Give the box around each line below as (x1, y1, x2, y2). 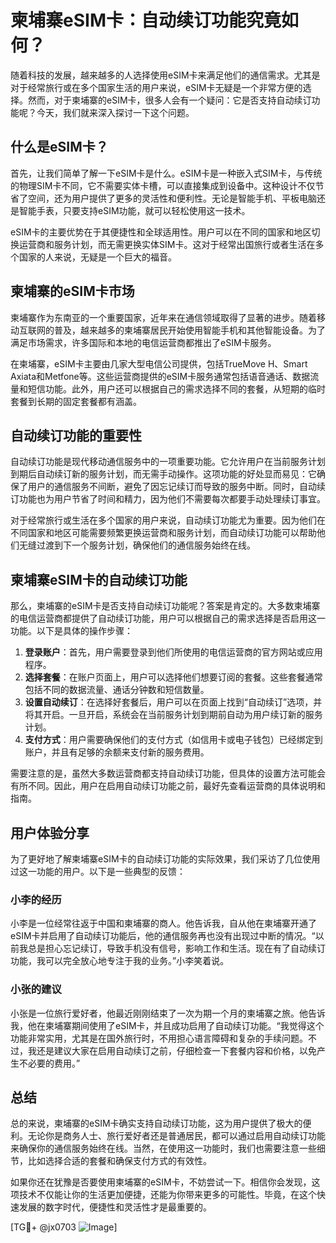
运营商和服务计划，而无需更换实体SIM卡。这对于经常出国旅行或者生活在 (18, 238, 316, 250)
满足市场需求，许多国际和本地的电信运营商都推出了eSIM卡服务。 (10, 336, 277, 348)
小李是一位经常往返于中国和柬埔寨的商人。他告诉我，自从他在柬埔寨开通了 (10, 917, 317, 930)
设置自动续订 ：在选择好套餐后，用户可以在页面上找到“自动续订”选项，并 (24, 696, 323, 708)
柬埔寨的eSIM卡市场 (10, 283, 135, 300)
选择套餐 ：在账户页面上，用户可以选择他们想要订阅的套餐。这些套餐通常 (24, 671, 323, 683)
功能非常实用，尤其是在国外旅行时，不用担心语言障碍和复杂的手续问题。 (10, 1032, 308, 1044)
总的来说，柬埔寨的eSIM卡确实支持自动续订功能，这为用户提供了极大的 (10, 1117, 303, 1130)
